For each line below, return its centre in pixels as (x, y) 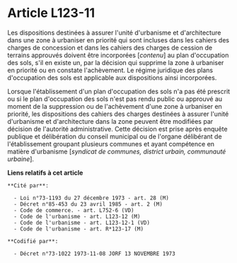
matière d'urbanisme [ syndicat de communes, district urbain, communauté (117, 151)
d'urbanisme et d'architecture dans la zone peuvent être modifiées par (110, 121)
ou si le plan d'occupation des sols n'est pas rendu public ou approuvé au (115, 99)
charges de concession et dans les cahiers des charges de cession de (110, 47)
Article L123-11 (51, 13)
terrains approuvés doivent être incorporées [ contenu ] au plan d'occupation (118, 55)
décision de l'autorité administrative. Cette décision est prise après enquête (117, 129)
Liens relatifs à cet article (45, 173)
